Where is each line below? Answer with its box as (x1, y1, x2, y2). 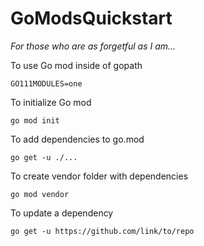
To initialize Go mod (10, 96, 92, 108)
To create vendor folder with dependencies (10, 170, 189, 182)
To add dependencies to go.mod (10, 133, 145, 145)
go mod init (10, 115, 60, 126)
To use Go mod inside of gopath (10, 59, 143, 71)
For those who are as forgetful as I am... (10, 40, 177, 52)
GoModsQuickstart (10, 7, 173, 30)
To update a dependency (10, 207, 114, 219)
